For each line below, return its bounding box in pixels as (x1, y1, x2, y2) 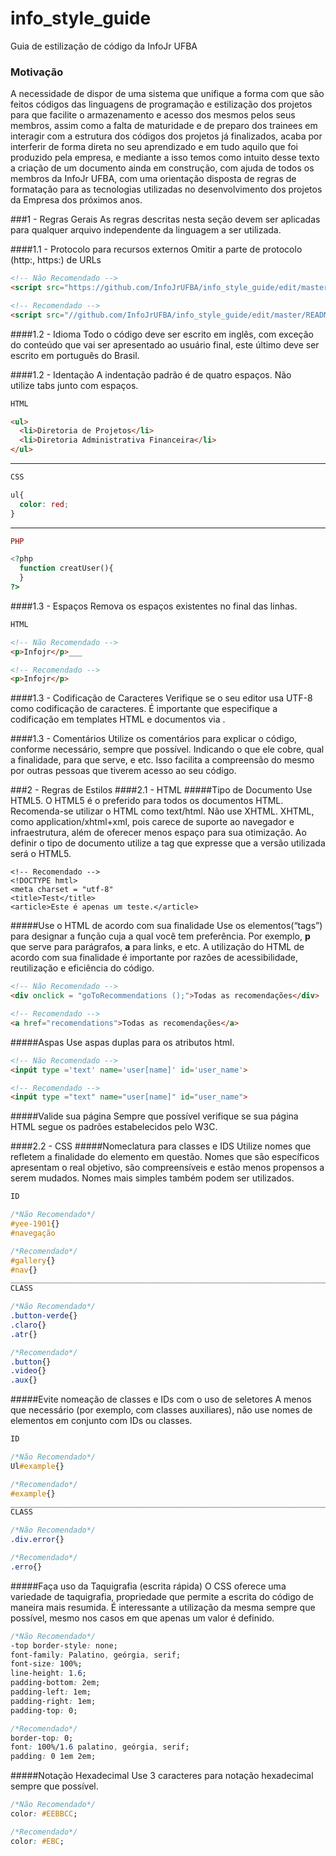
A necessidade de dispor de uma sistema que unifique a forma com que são (10, 88, 325, 100)
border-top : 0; (10, 1733, 74, 1743)
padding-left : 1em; (10, 1687, 92, 1697)
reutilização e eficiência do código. (10, 962, 155, 974)
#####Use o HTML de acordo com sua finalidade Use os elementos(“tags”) (10, 920, 323, 932)
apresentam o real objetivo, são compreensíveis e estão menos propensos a (10, 1162, 325, 1174)
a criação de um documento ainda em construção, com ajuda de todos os (10, 162, 315, 174)
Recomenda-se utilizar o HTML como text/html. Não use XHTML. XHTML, (10, 805, 315, 817)
